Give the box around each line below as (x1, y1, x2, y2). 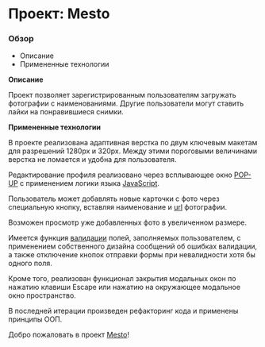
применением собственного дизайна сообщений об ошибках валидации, (8, 241, 258, 251)
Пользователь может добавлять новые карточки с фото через (8, 194, 220, 203)
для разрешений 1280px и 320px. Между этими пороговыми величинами (8, 146, 258, 156)
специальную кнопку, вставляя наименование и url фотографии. (8, 202, 228, 212)
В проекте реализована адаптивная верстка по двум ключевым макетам (8, 138, 258, 148)
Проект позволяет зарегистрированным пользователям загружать (8, 91, 236, 100)
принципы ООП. (8, 314, 63, 324)
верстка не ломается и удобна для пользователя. (8, 155, 177, 164)
